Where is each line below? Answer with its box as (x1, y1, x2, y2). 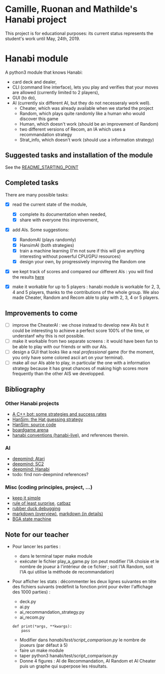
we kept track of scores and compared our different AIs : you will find (12, 269, 153, 274)
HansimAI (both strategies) (19, 242, 74, 248)
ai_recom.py (19, 615, 45, 621)
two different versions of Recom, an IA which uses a (19, 126, 126, 132)
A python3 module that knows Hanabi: (5, 69, 83, 75)
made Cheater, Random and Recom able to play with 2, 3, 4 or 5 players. (12, 294, 160, 300)
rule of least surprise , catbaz (12, 500, 71, 506)
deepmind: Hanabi (12, 466, 50, 472)
